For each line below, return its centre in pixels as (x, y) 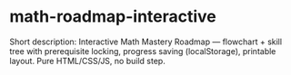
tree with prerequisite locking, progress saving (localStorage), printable (143, 51)
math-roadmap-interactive (113, 17)
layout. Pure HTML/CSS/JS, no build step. (87, 61)
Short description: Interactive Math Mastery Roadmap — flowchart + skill (146, 42)
